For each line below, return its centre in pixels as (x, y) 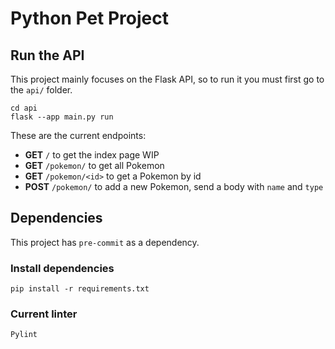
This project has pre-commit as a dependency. (105, 242)
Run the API (47, 55)
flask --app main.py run (62, 117)
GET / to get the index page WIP (92, 155)
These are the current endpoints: (78, 135)
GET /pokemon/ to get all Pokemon (94, 165)
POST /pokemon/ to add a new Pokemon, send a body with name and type (174, 186)
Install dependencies (62, 268)
